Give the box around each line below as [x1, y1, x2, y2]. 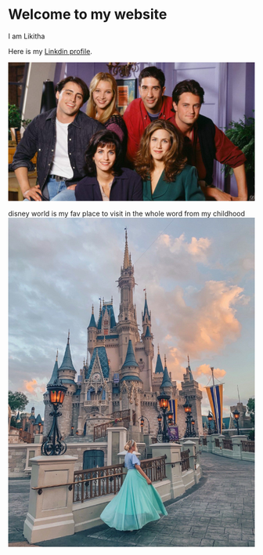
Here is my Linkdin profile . [8, 46, 92, 56]
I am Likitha [8, 31, 45, 41]
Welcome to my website [8, 5, 168, 24]
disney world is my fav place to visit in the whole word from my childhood [8, 209, 245, 219]
